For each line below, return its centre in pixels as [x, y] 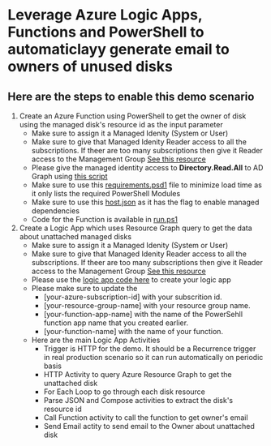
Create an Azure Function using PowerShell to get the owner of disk [133, 116]
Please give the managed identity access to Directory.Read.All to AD [147, 167]
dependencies [56, 211]
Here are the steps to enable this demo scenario [131, 96]
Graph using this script [69, 176]
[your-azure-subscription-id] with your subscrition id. [133, 297]
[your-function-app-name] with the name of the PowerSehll [143, 314]
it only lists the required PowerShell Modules [106, 193]
